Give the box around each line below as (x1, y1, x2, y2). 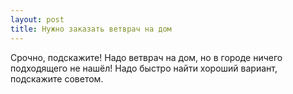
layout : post (10, 14, 65, 25)
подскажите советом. (10, 72, 104, 85)
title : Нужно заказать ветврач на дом (10, 24, 172, 34)
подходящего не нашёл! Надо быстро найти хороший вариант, (10, 62, 278, 74)
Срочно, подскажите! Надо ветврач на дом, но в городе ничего (10, 51, 283, 63)
